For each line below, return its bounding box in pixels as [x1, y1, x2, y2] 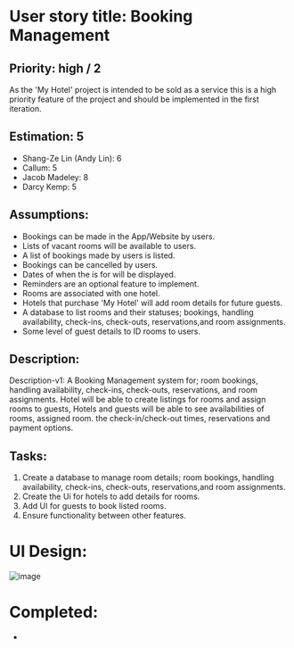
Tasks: [9, 448, 47, 463]
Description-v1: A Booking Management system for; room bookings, [9, 375, 258, 386]
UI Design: [9, 542, 87, 561]
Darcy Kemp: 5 [21, 181, 78, 192]
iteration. [9, 104, 42, 113]
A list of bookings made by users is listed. [21, 250, 176, 261]
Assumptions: [9, 207, 89, 222]
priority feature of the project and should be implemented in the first [9, 94, 260, 104]
